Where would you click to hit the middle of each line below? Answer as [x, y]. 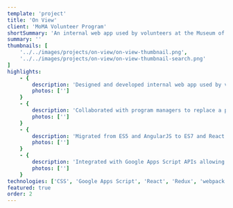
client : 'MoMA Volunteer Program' [57, 26]
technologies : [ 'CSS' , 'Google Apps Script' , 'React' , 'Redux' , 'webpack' [118, 181]
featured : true [29, 188]
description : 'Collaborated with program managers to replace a [127, 110]
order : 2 [20, 194]
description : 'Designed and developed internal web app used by [127, 85]
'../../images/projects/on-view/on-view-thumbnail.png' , [104, 53]
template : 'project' [37, 14]
